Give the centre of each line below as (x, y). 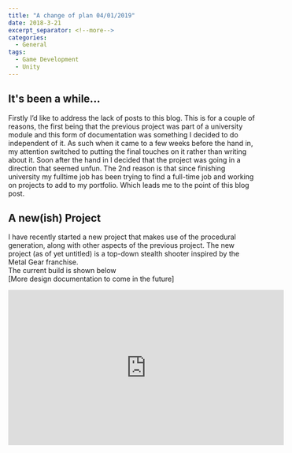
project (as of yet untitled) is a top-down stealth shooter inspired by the (124, 254)
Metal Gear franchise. (43, 262)
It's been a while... (54, 99)
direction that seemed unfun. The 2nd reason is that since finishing (117, 168)
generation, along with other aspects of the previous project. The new (121, 245)
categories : (28, 37)
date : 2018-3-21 (35, 23)
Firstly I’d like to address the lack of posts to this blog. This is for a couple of (132, 118)
